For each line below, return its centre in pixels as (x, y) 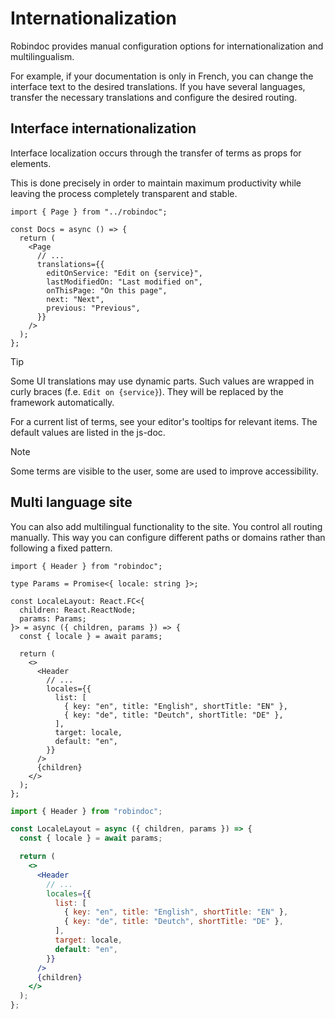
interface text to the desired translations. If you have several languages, (158, 86)
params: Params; (53, 618)
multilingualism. (42, 56)
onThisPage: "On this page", (107, 290)
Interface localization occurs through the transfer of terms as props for (156, 153)
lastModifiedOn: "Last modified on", (124, 282)
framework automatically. (62, 402)
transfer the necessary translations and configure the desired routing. (154, 97)
